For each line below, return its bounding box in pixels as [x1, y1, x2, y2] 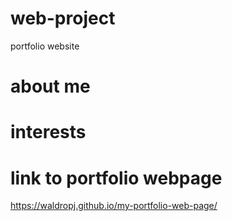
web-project [10, 7, 116, 30]
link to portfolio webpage [10, 167, 223, 189]
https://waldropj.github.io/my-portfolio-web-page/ [10, 200, 218, 212]
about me [10, 75, 91, 98]
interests [10, 121, 87, 144]
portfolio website [10, 40, 80, 52]
